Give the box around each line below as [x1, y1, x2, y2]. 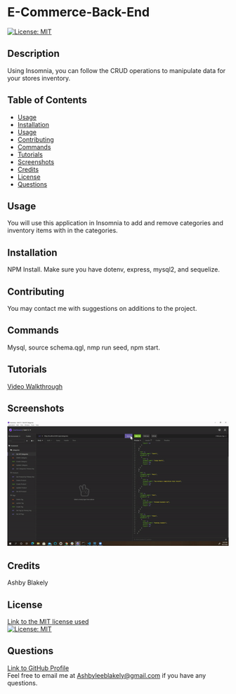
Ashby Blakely [7, 578, 48, 587]
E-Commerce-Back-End [7, 4, 150, 20]
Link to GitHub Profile [7, 664, 70, 672]
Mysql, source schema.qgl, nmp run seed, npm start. [7, 343, 160, 352]
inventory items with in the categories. [7, 226, 118, 235]
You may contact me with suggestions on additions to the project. [7, 305, 197, 312]
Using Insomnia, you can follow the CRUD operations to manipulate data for [7, 66, 226, 74]
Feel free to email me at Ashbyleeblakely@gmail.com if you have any [7, 671, 206, 679]
